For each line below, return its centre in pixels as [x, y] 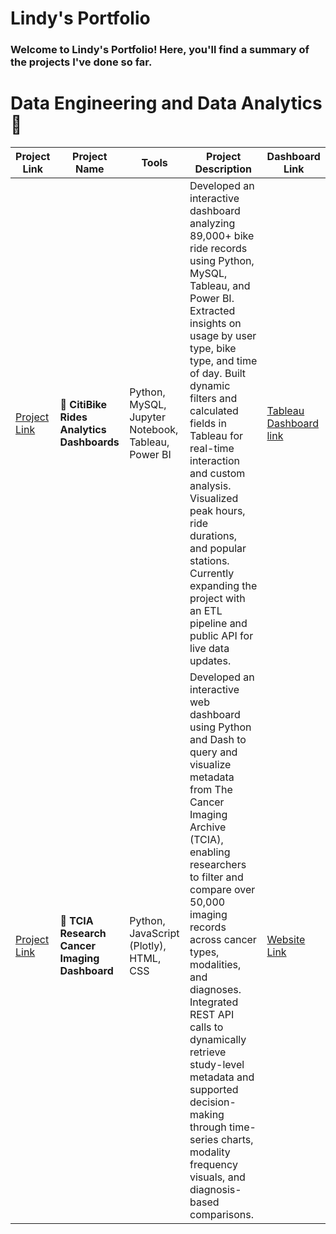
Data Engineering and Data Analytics [166, 103]
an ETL [206, 611]
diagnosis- [215, 1190]
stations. [209, 561]
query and [213, 752]
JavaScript [154, 934]
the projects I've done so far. [81, 62]
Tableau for [216, 436]
